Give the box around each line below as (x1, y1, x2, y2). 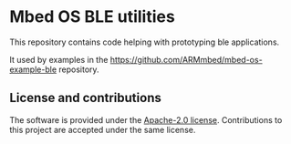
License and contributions (9, 90, 161, 106)
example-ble (9, 64, 57, 75)
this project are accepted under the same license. (9, 124, 196, 135)
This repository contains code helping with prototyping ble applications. (9, 36, 280, 47)
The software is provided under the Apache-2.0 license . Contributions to (9, 114, 283, 125)
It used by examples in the (9, 54, 109, 65)
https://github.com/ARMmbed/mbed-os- (109, 54, 263, 65)
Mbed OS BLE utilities (9, 6, 175, 27)
